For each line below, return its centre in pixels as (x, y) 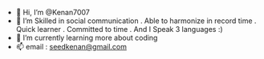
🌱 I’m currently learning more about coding (87, 37)
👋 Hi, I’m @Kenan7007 (53, 12)
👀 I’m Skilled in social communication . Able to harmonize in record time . (136, 21)
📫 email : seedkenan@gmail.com (71, 47)
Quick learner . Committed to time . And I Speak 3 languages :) (119, 29)
